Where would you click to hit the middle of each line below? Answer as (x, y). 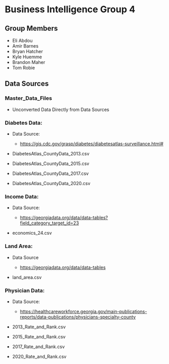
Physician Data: (25, 290)
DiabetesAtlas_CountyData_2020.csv (51, 183)
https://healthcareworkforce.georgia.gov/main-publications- (83, 311)
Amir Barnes (25, 46)
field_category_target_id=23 (49, 223)
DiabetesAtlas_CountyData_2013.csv (51, 153)
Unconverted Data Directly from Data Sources (61, 109)
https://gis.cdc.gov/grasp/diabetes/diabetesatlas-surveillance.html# (92, 144)
